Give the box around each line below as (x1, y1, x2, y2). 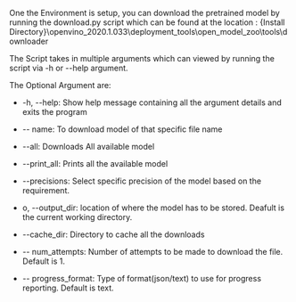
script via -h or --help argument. (9, 62, 128, 73)
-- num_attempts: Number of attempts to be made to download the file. (21, 247, 284, 257)
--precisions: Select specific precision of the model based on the (21, 175, 261, 186)
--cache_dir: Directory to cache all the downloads (21, 229, 205, 240)
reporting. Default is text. (21, 282, 114, 293)
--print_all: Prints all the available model (21, 159, 169, 168)
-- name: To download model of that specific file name (21, 124, 223, 135)
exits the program (21, 107, 87, 117)
